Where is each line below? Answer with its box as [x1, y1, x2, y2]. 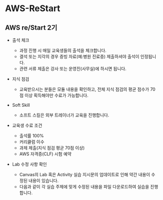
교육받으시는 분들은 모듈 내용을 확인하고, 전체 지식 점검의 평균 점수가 [19, 86, 149, 92]
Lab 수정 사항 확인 [12, 161, 47, 167]
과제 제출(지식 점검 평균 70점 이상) [19, 145, 85, 150]
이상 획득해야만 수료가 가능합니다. [24, 93, 89, 98]
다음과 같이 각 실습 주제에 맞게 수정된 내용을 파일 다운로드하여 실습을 [19, 184, 149, 189]
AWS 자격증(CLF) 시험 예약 [19, 151, 72, 157]
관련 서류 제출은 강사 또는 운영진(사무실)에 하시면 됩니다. [19, 66, 127, 71]
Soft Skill [12, 102, 30, 108]
